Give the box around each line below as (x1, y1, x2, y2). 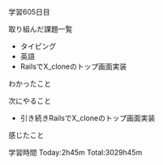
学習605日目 (8, 7, 50, 16)
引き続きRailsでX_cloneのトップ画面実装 (19, 113, 156, 123)
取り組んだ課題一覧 (8, 24, 73, 34)
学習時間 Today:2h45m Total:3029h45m (8, 148, 143, 157)
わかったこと (8, 79, 51, 88)
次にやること (8, 96, 51, 105)
